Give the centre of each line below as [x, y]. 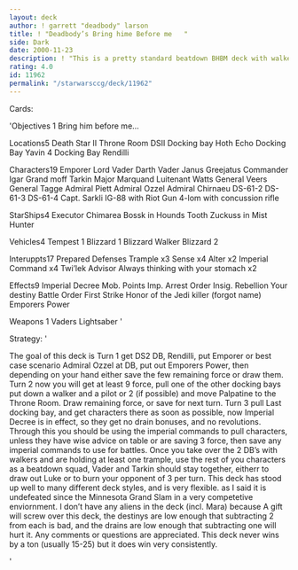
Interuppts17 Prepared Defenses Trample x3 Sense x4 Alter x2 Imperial [139, 259]
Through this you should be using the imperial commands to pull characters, [149, 431]
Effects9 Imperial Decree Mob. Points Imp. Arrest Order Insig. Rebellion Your [149, 285]
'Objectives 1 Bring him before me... [74, 126]
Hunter [22, 224]
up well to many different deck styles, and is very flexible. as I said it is [138, 488]
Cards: [21, 108]
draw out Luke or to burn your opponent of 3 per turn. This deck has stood [145, 478]
